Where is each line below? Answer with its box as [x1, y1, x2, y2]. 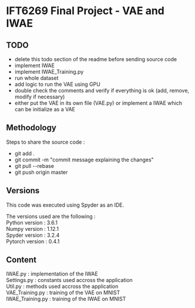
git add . [14, 150, 35, 157]
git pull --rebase [14, 162, 55, 169]
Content [6, 255, 37, 265]
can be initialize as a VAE [14, 106, 75, 112]
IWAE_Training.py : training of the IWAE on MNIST [6, 296, 126, 303]
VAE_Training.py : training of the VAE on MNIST [6, 289, 120, 296]
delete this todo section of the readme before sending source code [14, 56, 177, 62]
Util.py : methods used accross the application [6, 283, 119, 290]
